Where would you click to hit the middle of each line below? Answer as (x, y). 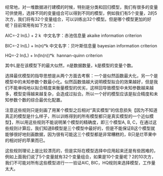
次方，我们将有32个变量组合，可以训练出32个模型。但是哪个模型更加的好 (78, 19)
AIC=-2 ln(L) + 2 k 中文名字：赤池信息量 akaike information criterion (73, 36)
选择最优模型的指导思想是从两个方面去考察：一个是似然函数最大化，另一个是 (81, 76)
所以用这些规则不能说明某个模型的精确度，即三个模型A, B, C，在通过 (84, 122)
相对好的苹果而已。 (28, 140)
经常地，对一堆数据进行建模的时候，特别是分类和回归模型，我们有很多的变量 (81, 7)
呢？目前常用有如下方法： (31, 25)
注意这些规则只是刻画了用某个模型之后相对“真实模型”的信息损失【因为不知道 (81, 110)
